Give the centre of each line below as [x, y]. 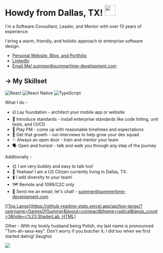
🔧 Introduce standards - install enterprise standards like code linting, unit [85, 119]
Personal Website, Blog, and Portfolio [49, 55]
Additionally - [18, 157]
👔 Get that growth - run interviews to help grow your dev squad [75, 134]
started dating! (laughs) [28, 236]
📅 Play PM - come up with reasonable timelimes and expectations [78, 129]
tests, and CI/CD [28, 124]
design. [13, 46]
